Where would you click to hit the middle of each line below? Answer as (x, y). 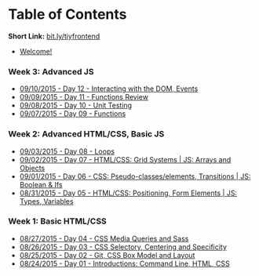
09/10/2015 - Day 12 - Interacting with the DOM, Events (109, 89)
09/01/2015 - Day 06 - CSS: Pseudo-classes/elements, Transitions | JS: (135, 176)
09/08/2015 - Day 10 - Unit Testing (75, 105)
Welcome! (36, 51)
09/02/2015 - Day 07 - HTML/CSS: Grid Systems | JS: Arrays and (125, 159)
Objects (32, 168)
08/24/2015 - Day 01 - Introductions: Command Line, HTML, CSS (124, 263)
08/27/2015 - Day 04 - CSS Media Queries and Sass (104, 238)
